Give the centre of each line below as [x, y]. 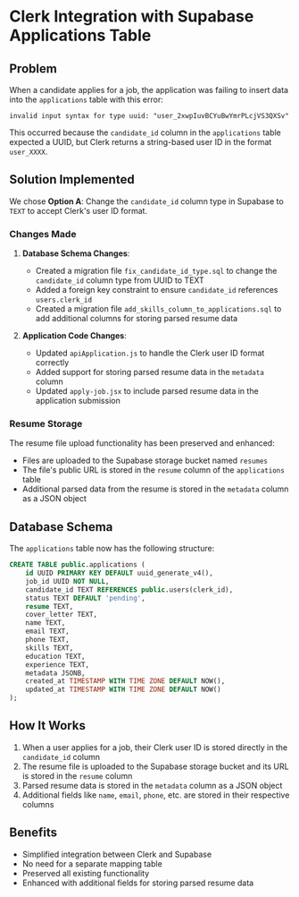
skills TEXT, [50, 648]
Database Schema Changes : [76, 253]
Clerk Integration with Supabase [132, 17]
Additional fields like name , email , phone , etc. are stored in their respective [156, 795]
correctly [52, 363]
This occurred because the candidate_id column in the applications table [145, 132]
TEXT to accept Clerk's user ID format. [79, 210]
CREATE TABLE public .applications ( [77, 565]
